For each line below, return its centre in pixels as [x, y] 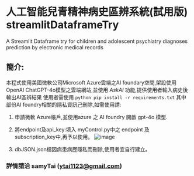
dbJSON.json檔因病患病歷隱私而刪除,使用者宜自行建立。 [82, 149]
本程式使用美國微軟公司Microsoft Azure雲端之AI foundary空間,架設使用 [91, 82]
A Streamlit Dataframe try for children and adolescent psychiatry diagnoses [97, 41]
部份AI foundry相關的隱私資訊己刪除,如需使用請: [64, 104]
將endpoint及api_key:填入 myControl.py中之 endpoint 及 [82, 129]
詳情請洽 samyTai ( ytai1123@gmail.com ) [64, 166]
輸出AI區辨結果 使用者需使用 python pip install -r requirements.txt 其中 [96, 97]
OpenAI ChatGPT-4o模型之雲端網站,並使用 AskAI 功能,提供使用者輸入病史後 [97, 90]
